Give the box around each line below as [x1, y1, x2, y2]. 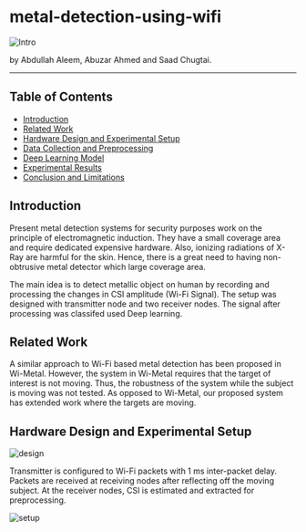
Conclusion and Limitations [22, 172, 125, 183]
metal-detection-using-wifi [9, 6, 221, 27]
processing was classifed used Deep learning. [9, 308, 183, 318]
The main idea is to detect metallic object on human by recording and [9, 278, 270, 289]
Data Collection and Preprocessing [22, 142, 154, 153]
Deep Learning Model [22, 152, 105, 163]
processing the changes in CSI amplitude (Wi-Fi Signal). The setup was [9, 288, 278, 299]
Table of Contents [9, 89, 114, 105]
